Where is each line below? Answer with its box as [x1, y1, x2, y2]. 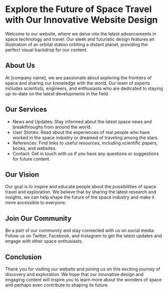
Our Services [5, 105, 47, 114]
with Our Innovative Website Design [5, 14, 158, 26]
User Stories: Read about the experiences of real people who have [12, 129, 150, 135]
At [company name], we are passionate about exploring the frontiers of [5, 74, 152, 81]
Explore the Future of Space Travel [5, 4, 152, 15]
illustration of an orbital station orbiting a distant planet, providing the [5, 41, 148, 47]
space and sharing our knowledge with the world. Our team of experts [5, 80, 150, 86]
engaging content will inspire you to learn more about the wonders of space [5, 277, 162, 282]
